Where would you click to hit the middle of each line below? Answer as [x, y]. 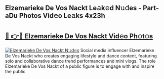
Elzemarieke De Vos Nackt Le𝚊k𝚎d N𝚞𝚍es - [73, 8]
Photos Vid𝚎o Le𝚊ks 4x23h [62, 16]
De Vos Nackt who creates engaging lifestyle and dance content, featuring [81, 56]
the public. [16, 71]
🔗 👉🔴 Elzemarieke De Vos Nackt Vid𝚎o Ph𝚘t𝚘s [79, 36]
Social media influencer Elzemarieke [117, 50]
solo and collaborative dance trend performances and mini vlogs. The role [81, 61]
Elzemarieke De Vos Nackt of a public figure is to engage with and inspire [80, 66]
